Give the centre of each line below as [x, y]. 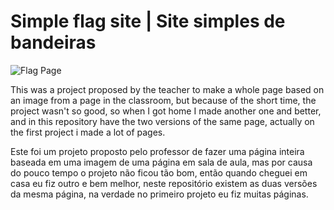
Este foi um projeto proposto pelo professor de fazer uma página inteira [157, 151]
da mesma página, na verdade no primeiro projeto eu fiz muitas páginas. [159, 194]
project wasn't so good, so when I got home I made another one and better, [166, 111]
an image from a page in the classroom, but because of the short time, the [163, 100]
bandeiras [53, 42]
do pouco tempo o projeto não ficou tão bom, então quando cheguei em [159, 172]
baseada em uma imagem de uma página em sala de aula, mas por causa [161, 162]
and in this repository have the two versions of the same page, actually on [162, 121]
